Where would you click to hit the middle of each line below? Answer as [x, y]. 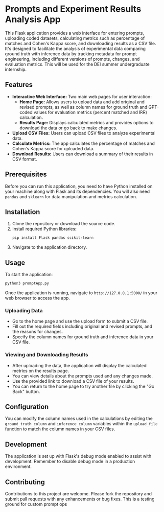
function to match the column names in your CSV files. [60, 429]
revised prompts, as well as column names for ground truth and [83, 107]
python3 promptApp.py [27, 283]
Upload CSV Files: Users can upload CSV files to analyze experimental [84, 133]
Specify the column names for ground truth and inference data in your [83, 337]
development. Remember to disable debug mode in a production [70, 462]
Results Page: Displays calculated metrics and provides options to [86, 122]
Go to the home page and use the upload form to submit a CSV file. [80, 321]
